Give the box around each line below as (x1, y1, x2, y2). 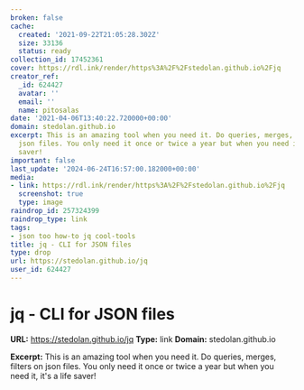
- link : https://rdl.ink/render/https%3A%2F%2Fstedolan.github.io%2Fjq (10, 181, 285, 190)
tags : (10, 223, 31, 232)
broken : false (10, 13, 64, 23)
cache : (10, 22, 35, 31)
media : (10, 172, 35, 181)
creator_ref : (10, 72, 60, 81)
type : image (18, 198, 64, 208)
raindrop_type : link (10, 214, 88, 224)
